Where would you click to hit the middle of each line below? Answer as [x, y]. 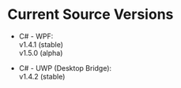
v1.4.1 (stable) [41, 44]
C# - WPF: [36, 36]
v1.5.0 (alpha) [41, 53]
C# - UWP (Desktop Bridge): [65, 68]
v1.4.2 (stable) [42, 76]
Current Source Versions [90, 15]
